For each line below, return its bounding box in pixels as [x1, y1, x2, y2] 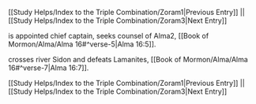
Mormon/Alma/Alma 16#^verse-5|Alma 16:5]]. [8, 39, 156, 49]
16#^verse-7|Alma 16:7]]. [8, 63, 89, 72]
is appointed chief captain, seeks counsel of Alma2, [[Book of [8, 32, 209, 40]
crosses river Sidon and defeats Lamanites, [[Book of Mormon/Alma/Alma [8, 55, 249, 64]
